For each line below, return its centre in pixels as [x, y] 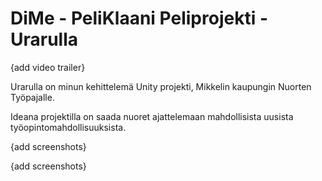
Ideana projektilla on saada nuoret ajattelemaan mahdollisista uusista [152, 116]
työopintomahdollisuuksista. [68, 127]
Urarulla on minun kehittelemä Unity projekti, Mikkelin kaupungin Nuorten [161, 86]
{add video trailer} [48, 67]
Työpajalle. [32, 97]
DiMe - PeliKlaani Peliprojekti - [139, 18]
